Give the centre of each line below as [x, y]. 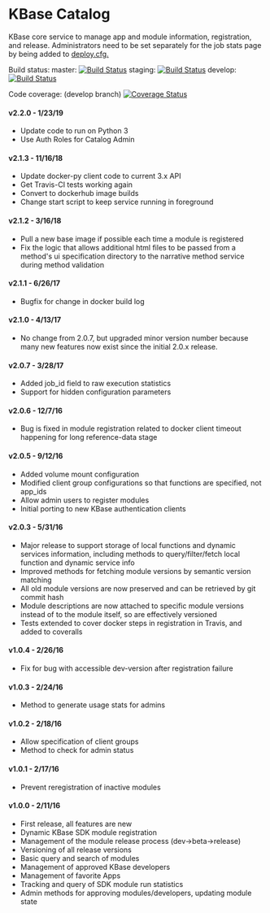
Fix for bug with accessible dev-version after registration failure [126, 668]
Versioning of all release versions [76, 850]
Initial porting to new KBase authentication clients [103, 508]
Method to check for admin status [77, 750]
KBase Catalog [59, 14]
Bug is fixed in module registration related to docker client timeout [131, 428]
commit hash [42, 597]
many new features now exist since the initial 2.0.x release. [119, 346]
